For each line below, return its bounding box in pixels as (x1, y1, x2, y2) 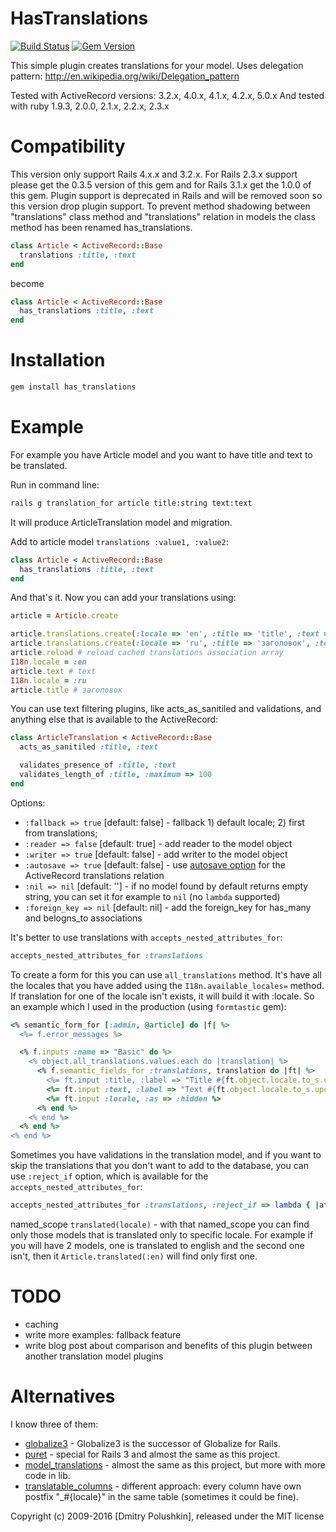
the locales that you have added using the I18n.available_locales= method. (10, 979, 325, 991)
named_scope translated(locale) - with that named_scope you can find (10, 1218, 310, 1230)
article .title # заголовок (10, 685, 123, 695)
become (10, 277, 45, 289)
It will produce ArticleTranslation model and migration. (10, 516, 233, 528)
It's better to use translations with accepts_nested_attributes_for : (10, 931, 283, 943)
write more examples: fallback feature (24, 1328, 182, 1341)
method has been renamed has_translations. (10, 221, 193, 233)
